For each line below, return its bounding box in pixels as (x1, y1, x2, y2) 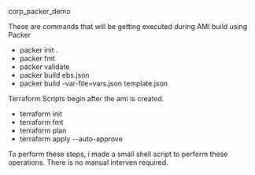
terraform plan (19, 126, 67, 135)
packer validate (19, 62, 70, 71)
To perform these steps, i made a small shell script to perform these (8, 149, 228, 159)
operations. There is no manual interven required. (8, 158, 169, 167)
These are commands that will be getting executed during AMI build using (8, 22, 248, 31)
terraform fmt (19, 118, 64, 126)
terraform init (19, 109, 63, 118)
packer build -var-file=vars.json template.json (19, 78, 168, 88)
